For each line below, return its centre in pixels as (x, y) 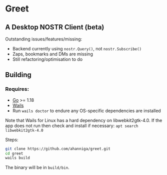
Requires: (17, 89)
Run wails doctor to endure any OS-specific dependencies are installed (86, 111)
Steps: (12, 140)
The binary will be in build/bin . (37, 168)
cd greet (14, 153)
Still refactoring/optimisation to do (47, 59)
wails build (17, 158)
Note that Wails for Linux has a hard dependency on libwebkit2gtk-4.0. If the (84, 120)
